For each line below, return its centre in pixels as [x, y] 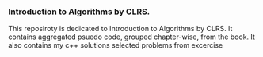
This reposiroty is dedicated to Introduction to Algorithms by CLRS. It [120, 29]
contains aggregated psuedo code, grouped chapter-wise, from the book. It [132, 37]
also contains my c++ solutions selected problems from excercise [116, 45]
